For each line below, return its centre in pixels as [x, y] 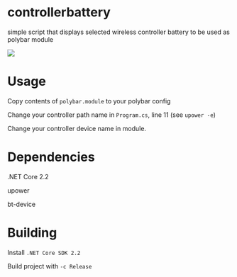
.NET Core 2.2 [28, 176]
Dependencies [51, 157]
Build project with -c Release [50, 266]
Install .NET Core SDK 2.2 [44, 252]
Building [32, 233]
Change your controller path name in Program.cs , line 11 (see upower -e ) [112, 115]
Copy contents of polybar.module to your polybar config [89, 101]
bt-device [22, 204]
